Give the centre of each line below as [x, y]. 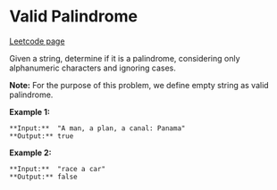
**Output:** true [42, 136]
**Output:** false [43, 177]
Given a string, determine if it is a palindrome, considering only [125, 58]
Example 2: [30, 153]
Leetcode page [37, 41]
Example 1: [30, 112]
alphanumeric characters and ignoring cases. [92, 68]
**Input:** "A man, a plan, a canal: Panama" [97, 128]
